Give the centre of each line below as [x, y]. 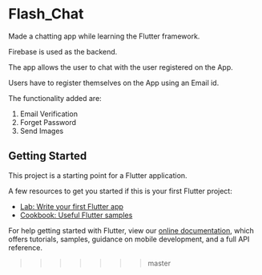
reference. [25, 247]
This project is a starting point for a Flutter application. [98, 175]
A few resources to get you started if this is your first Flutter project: [120, 191]
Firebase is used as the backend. [63, 51]
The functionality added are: [55, 98]
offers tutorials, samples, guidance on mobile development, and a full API [129, 239]
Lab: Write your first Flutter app [72, 206]
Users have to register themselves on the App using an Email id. [114, 83]
